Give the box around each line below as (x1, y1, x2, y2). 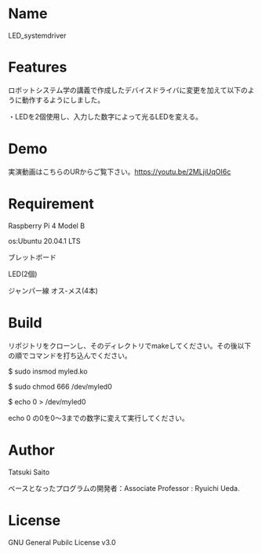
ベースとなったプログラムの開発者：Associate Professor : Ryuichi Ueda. (8, 483, 240, 492)
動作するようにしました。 (21, 95, 104, 105)
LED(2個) (8, 269, 38, 278)
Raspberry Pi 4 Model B (8, 221, 85, 230)
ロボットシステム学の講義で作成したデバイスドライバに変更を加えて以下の (8, 85, 249, 94)
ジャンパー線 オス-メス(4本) (8, 286, 98, 295)
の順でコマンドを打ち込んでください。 (8, 351, 132, 360)
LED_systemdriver (8, 31, 67, 40)
